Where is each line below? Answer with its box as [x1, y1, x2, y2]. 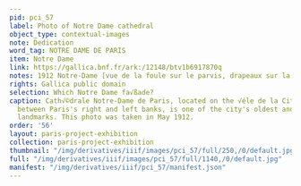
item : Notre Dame [9, 55, 74, 63]
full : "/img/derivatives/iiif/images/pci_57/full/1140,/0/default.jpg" [9, 154, 282, 164]
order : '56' [9, 122, 54, 131]
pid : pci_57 [9, 13, 54, 22]
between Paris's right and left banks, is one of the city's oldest [17, 105, 279, 114]
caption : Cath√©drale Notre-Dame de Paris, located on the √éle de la [9, 96, 279, 106]
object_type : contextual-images [9, 30, 130, 38]
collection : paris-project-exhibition [9, 138, 154, 147]
